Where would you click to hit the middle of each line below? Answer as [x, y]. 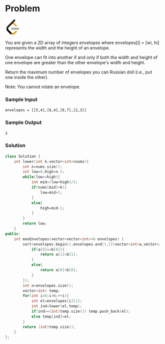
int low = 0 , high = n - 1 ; [44, 172]
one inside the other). [27, 77]
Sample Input [21, 99]
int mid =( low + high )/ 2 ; [55, 182]
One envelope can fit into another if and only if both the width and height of [82, 57]
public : [13, 234]
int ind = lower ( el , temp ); [57, 306]
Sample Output [23, 123]
